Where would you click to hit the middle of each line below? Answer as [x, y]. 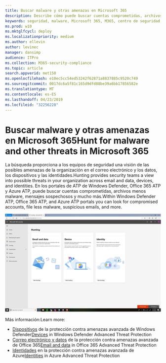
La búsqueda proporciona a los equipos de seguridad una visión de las [77, 165]
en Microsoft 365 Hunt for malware [77, 140]
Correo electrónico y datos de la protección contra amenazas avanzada [85, 340]
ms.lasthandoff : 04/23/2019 [34, 99]
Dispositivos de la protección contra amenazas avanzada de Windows [84, 329]
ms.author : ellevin [25, 42]
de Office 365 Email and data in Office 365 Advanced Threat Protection [84, 345]
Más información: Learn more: [35, 320]
